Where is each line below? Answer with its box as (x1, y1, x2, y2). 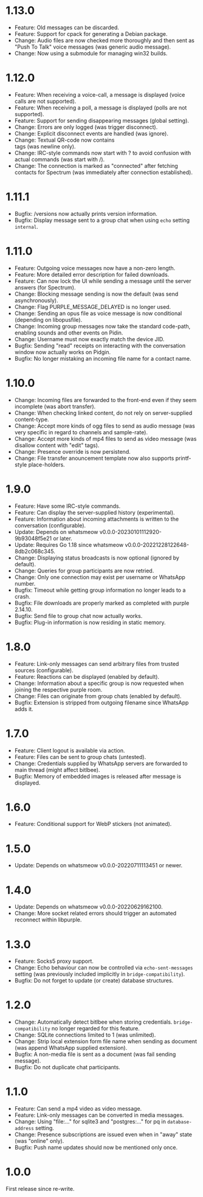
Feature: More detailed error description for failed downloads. (14, 271, 170, 278)
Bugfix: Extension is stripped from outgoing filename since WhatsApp (14, 699, 189, 706)
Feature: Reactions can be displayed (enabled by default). (14, 673, 159, 680)
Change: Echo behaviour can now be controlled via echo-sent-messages (14, 964, 193, 971)
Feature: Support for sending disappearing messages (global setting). (14, 117, 190, 124)
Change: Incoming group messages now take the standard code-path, (14, 322, 191, 330)
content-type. (14, 415, 49, 423)
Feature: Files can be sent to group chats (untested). (14, 753, 146, 760)
